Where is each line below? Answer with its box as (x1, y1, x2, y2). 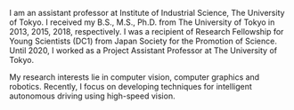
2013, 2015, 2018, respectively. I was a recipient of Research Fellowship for (9, 27, 284, 36)
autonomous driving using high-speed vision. (9, 90, 176, 101)
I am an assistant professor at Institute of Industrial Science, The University (9, 8, 285, 18)
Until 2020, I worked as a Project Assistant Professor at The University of (9, 45, 278, 56)
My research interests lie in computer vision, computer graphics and (9, 72, 260, 82)
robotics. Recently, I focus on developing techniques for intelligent (9, 82, 252, 91)
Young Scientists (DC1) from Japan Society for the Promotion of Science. (9, 35, 278, 46)
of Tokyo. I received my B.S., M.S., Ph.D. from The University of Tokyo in (9, 17, 275, 27)
